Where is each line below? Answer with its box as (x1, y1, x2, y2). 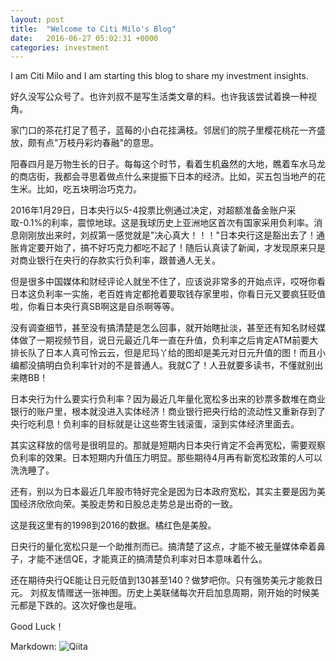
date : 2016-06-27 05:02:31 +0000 (10, 33, 159, 43)
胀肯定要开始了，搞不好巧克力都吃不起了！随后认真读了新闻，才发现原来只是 (10, 242, 326, 254)
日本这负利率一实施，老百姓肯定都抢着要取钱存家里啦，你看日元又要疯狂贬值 (10, 288, 326, 300)
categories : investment (10, 42, 110, 53)
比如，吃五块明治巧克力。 (36, 183, 142, 195)
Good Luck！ (10, 621, 65, 633)
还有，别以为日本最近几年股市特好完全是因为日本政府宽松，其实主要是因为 (10, 486, 317, 498)
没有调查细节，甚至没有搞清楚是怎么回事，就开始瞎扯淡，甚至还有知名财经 (10, 322, 317, 334)
